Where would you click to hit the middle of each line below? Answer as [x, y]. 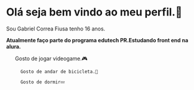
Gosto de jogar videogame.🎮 [51, 58]
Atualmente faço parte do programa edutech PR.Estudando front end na [97, 40]
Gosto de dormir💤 [43, 82]
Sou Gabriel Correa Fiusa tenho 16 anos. [56, 29]
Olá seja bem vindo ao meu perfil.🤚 [94, 12]
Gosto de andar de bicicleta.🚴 [59, 72]
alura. [13, 46]
